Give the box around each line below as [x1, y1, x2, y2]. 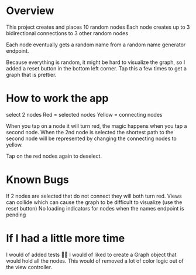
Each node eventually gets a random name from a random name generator [6, 41, 186, 48]
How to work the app [6, 92, 109, 105]
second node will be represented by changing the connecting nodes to [6, 135, 177, 142]
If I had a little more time [6, 232, 125, 245]
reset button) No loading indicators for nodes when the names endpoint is [6, 205, 184, 212]
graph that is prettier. [6, 71, 57, 78]
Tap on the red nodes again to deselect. [6, 152, 102, 159]
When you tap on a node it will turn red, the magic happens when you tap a [6, 122, 187, 130]
